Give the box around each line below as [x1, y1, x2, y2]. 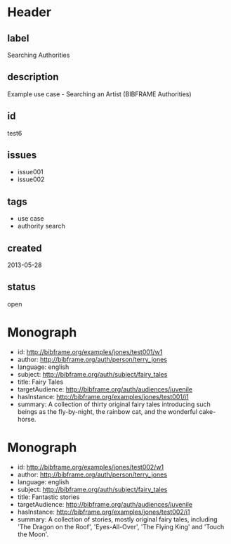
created [7, 242, 42, 254]
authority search [17, 222, 65, 231]
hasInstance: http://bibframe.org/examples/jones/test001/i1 [17, 392, 190, 401]
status [7, 281, 37, 293]
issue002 [17, 175, 45, 183]
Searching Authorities [7, 51, 70, 59]
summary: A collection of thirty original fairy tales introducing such [17, 400, 211, 408]
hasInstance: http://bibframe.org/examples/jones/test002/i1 [17, 507, 190, 516]
